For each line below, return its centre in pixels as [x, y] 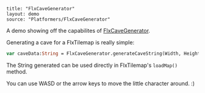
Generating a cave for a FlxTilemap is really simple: [70, 42]
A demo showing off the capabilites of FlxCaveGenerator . [78, 31]
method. [17, 71]
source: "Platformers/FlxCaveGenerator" [59, 19]
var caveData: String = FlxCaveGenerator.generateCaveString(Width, [94, 53]
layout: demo [23, 14]
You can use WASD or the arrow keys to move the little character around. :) [101, 83]
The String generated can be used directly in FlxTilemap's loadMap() [92, 65]
